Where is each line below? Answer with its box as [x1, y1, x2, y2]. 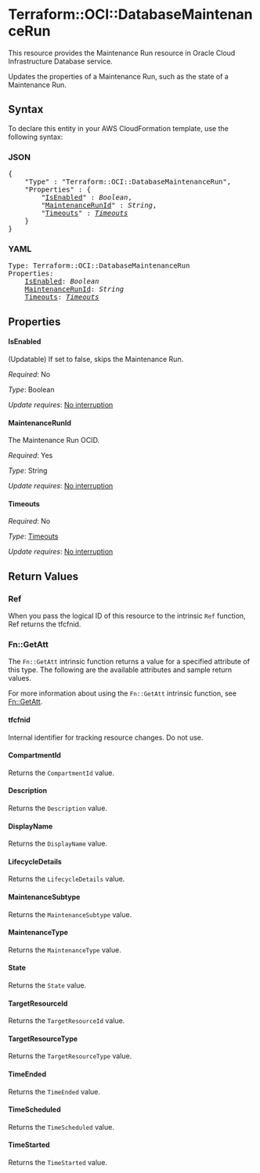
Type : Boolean [8, 385, 55, 394]
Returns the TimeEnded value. [8, 1087, 100, 1096]
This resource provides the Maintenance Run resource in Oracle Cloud [8, 48, 236, 57]
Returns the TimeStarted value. [8, 1157, 108, 1167]
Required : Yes [8, 451, 53, 460]
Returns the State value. [8, 980, 87, 990]
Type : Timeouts [8, 532, 59, 541]
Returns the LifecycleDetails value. [8, 874, 125, 884]
